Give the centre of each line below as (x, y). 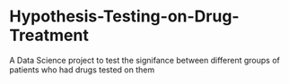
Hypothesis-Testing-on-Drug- (124, 17)
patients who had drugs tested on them (82, 70)
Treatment (49, 35)
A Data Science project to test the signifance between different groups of (145, 60)
